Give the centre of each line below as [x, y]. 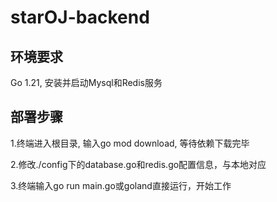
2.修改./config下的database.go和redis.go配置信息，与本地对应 [138, 164]
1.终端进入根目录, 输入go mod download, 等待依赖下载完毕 [130, 143]
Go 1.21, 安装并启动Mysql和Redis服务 [86, 82]
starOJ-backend [80, 17]
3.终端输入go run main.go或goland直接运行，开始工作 [121, 185]
